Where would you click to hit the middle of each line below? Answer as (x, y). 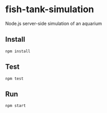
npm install (18, 51)
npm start (16, 106)
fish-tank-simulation (50, 9)
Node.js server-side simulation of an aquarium (54, 23)
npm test (14, 78)
